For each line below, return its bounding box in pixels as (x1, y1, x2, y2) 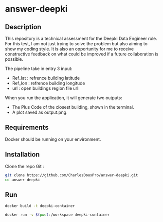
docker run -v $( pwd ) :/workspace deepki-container (5, 212, 110, 217)
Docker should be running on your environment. (5, 136, 101, 142)
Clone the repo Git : (5, 163, 44, 169)
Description (5, 23, 41, 31)
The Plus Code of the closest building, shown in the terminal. (12, 104, 134, 110)
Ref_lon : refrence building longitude (12, 80, 85, 86)
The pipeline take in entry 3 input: (5, 66, 72, 71)
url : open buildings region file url (12, 85, 79, 91)
